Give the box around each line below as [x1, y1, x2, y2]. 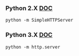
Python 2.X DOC [5, 4, 53, 12]
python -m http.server [5, 44, 60, 50]
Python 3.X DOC [5, 31, 53, 39]
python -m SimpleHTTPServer [5, 17, 74, 23]
